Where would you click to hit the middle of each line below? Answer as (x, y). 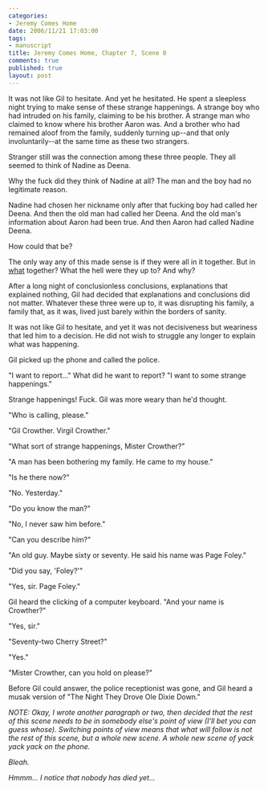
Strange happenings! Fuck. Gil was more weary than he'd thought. (118, 399)
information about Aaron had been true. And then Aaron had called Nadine (131, 222)
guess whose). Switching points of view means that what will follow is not (130, 729)
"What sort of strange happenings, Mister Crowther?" (97, 446)
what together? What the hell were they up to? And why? (102, 270)
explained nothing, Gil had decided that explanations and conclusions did (129, 294)
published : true (35, 68)
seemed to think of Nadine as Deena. (69, 165)
